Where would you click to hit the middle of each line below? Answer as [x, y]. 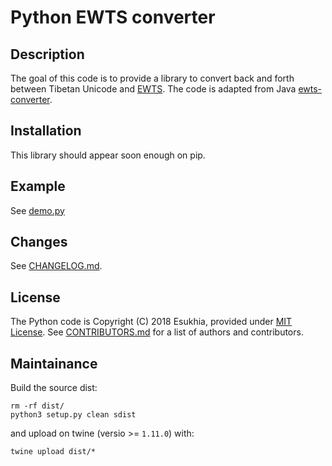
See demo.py [37, 210]
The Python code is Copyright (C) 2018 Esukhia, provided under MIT [151, 322]
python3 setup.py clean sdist [73, 415]
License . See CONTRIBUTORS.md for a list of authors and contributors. [157, 332]
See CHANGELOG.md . [56, 266]
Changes [39, 242]
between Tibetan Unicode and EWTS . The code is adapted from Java [153, 89]
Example [38, 186]
